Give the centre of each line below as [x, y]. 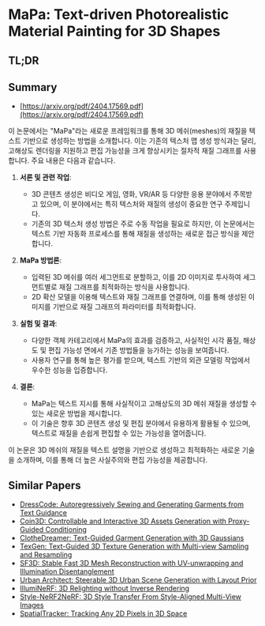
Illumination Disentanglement [67, 571]
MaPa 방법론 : [40, 260]
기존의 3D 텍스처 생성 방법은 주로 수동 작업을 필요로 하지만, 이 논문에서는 [143, 224]
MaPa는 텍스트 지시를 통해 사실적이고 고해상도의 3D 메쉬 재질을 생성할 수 [144, 404]
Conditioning [66, 530]
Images [32, 605]
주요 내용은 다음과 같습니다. [73, 160]
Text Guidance [43, 513]
